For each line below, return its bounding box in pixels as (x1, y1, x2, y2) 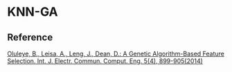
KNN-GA (7, 4, 58, 20)
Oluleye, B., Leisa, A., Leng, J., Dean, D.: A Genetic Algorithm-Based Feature (7, 49, 225, 58)
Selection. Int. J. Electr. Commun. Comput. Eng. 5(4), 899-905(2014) (7, 57, 203, 65)
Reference (7, 32, 53, 43)
